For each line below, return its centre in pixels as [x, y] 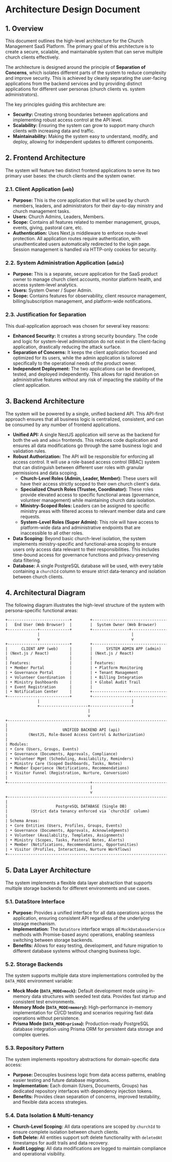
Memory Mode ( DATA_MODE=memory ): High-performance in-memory [82, 1007]
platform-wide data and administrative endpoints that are [80, 527]
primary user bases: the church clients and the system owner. [70, 175]
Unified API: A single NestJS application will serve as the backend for [86, 434]
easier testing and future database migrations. [61, 1080]
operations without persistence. [46, 1018]
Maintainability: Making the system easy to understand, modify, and [85, 136]
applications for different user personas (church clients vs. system [75, 89]
